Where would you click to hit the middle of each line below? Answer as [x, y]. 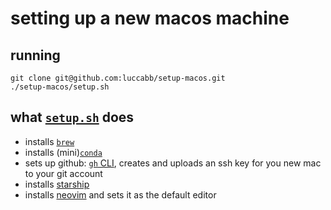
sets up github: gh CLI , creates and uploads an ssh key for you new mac [173, 163]
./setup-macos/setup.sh [60, 87]
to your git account [63, 173]
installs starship [57, 184]
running [35, 55]
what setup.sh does [72, 117]
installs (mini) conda [63, 152]
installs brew [49, 141]
